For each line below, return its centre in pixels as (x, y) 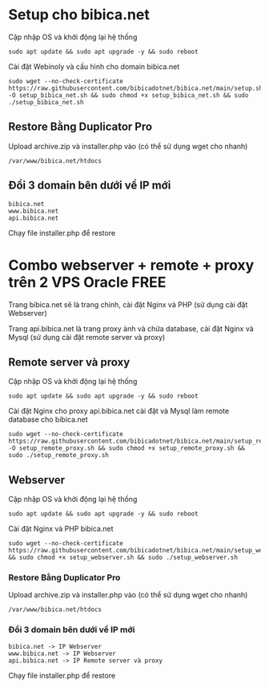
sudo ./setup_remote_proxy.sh (59, 455)
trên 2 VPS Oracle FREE (87, 282)
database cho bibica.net (48, 419)
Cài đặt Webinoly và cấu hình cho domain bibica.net (94, 67)
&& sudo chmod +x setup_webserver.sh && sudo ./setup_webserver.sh (123, 558)
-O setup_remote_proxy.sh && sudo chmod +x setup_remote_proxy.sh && (127, 448)
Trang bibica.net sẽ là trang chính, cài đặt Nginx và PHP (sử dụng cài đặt (128, 304)
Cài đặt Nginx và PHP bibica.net (61, 529)
